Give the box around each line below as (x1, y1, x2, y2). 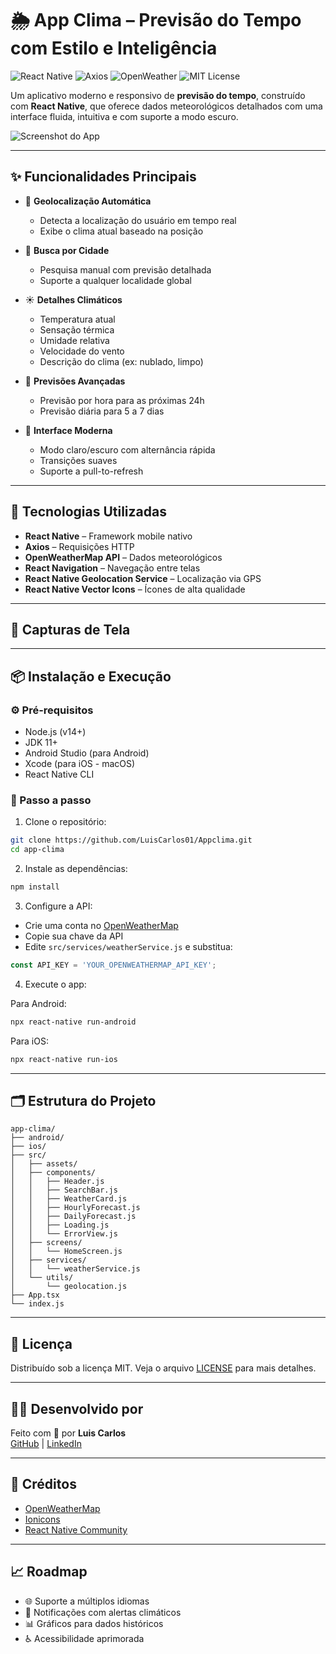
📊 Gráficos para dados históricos (24, 1617, 164, 1629)
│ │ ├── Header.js (10, 1177, 105, 1187)
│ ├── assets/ (10, 1159, 78, 1169)
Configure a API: (24, 900, 93, 912)
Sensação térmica (39, 323, 115, 336)
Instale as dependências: (24, 863, 128, 875)
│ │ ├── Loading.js (10, 1220, 110, 1231)
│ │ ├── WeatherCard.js (10, 1194, 128, 1204)
